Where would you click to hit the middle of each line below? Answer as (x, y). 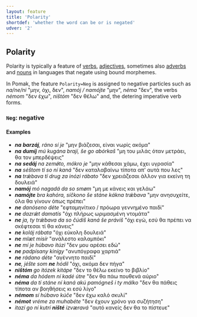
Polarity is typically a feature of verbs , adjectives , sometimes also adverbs (96, 66)
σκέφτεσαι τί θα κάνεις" (44, 226)
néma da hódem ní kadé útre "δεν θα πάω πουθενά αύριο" (87, 276)
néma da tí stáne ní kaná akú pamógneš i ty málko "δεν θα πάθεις (96, 283)
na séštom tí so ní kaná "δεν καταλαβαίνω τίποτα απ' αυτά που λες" (99, 170)
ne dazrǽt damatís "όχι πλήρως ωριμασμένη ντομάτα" (82, 214)
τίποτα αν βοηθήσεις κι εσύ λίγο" (56, 289)
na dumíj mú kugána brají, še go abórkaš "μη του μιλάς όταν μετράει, (100, 151)
